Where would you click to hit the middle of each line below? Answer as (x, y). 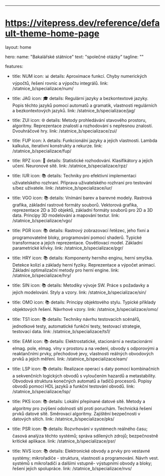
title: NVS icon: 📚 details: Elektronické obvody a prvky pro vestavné (81, 451)
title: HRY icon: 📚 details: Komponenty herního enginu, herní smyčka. (82, 258)
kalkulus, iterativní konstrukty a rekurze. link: (57, 145)
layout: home (18, 47)
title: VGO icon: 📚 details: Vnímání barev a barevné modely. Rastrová (82, 198)
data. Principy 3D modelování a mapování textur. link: (66, 215)
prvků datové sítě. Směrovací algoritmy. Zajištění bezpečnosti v (76, 413)
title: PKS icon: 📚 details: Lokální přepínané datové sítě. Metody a (79, 401)
